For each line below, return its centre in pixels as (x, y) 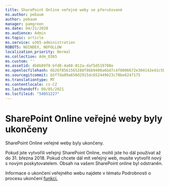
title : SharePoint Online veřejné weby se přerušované (64, 10)
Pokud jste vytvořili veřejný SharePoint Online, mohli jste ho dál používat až (83, 153)
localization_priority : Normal (38, 52)
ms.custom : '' (20, 61)
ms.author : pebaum (24, 15)
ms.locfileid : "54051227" (32, 94)
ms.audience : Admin (26, 33)
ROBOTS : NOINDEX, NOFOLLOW (33, 47)
